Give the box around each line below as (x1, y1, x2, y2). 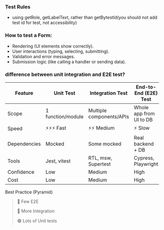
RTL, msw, (88, 154, 112, 161)
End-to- (136, 83, 156, 90)
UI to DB (134, 116, 153, 123)
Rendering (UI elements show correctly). (12, 43, 94, 49)
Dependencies (7, 140, 41, 147)
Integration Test (89, 90, 128, 96)
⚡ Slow (134, 124, 150, 131)
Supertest (88, 161, 111, 167)
